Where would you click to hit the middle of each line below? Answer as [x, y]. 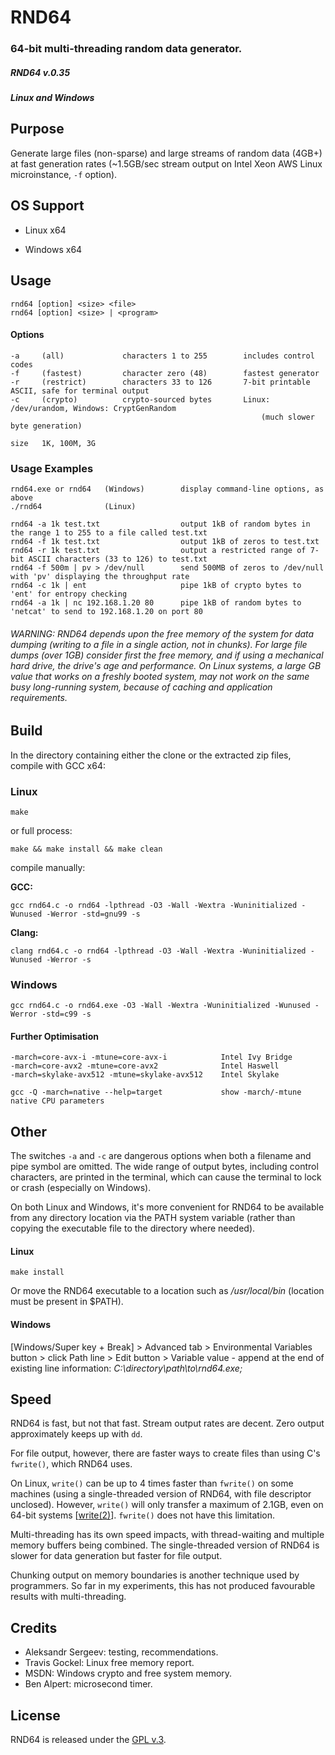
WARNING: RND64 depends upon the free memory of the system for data [162, 633]
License [35, 1715]
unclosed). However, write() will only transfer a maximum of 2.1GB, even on [167, 1505]
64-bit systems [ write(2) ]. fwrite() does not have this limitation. [142, 1515]
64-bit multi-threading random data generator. [126, 49]
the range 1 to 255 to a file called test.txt [109, 533]
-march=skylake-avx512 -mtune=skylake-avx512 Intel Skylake [145, 1075]
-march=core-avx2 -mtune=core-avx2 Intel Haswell [145, 1066]
